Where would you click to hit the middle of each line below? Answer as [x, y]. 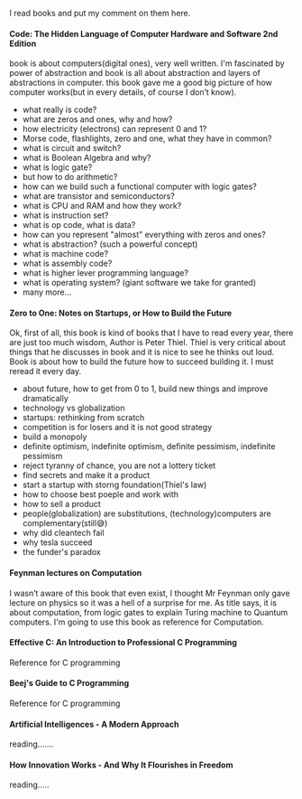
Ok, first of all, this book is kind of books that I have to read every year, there [151, 333]
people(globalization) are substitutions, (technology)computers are [147, 513]
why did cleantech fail [63, 533]
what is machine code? [65, 254]
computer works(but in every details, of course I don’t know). [123, 92]
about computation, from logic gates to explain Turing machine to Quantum [149, 612]
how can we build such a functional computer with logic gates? [139, 187]
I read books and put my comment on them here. [100, 13]
